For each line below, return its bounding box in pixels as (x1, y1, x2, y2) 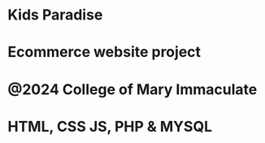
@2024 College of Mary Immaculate (7, 80, 258, 98)
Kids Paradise (7, 6, 103, 24)
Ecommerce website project (7, 43, 201, 62)
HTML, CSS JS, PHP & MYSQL (7, 117, 213, 136)
